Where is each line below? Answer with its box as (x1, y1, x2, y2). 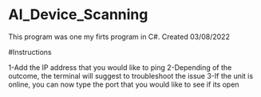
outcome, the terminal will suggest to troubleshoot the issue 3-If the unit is (8, 71, 254, 80)
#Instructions (8, 47, 52, 56)
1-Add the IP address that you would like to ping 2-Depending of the (8, 62, 232, 72)
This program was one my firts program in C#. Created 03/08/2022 (8, 32, 230, 41)
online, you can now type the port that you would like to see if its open (8, 80, 239, 89)
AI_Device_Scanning (8, 6, 148, 24)
